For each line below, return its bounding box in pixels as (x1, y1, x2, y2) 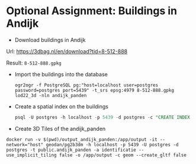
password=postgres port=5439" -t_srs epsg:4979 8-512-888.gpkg (14, 87, 175, 93)
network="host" (6, 142, 44, 147)
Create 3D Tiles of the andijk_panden (14, 125, 106, 132)
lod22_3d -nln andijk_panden (14, 92, 87, 98)
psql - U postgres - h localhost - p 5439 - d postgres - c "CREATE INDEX (14, 114, 191, 120)
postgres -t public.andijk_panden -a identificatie (6, 147, 136, 153)
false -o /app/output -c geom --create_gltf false (59, 152, 187, 158)
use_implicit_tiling (6, 152, 57, 158)
